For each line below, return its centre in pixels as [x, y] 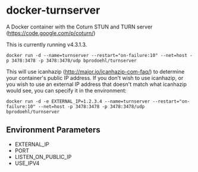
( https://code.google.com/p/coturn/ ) [51, 33]
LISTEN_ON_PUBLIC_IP [43, 157]
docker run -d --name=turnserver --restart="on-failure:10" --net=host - [100, 55]
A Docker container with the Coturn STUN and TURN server [79, 27]
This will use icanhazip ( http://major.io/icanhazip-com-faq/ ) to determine [95, 71]
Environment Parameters [54, 130]
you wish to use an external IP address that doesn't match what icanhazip [97, 84]
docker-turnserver [53, 10]
